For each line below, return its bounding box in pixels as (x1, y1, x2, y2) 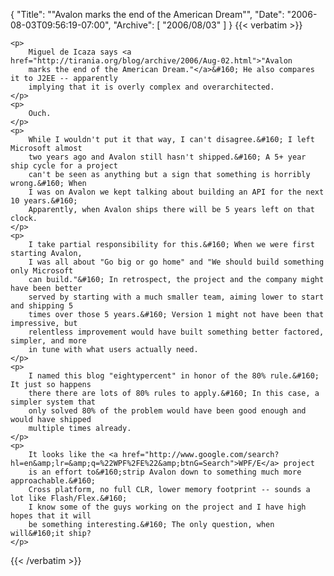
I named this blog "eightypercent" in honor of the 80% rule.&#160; (28, 371, 320, 381)
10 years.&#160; (10, 196, 78, 206)
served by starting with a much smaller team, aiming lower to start (28, 292, 325, 302)
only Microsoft (10, 266, 74, 276)
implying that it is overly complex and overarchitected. (28, 82, 275, 92)
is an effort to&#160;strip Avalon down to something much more (28, 467, 302, 477)
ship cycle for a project (10, 161, 118, 171)
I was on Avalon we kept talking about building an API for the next (28, 187, 325, 197)
